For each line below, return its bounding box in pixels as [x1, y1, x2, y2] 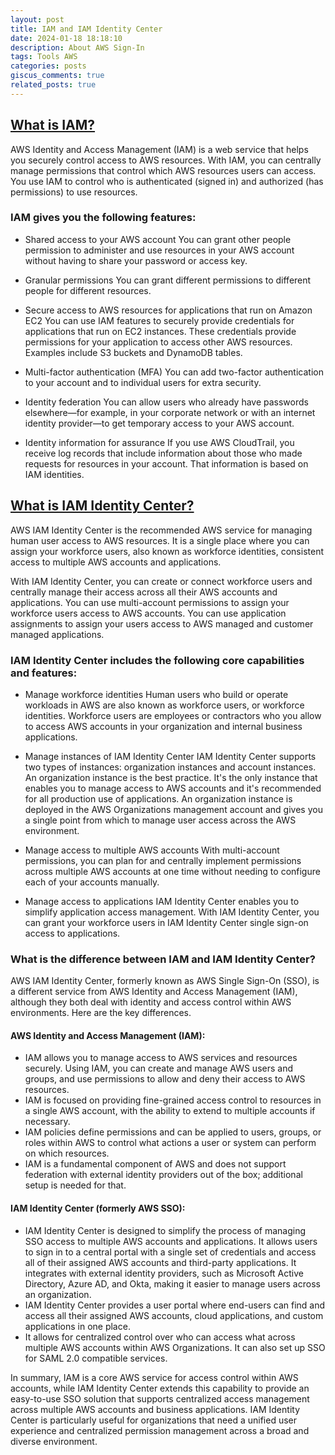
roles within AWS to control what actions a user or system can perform [24, 1137, 317, 1149]
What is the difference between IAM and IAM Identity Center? [10, 952, 316, 966]
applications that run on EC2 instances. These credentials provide [24, 325, 297, 337]
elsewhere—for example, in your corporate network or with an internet [24, 406, 316, 418]
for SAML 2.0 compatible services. [24, 1352, 168, 1364]
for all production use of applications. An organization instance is [24, 792, 293, 805]
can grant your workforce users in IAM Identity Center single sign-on [24, 916, 309, 928]
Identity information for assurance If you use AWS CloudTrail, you [24, 436, 295, 448]
